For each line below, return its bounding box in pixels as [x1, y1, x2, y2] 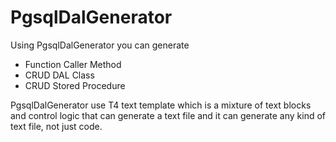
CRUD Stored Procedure [24, 79, 126, 91]
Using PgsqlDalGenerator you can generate [10, 39, 190, 51]
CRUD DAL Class [24, 69, 95, 81]
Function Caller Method [24, 58, 122, 70]
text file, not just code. [10, 120, 103, 132]
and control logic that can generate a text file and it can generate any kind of [10, 109, 327, 121]
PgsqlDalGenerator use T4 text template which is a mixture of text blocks [10, 99, 312, 111]
